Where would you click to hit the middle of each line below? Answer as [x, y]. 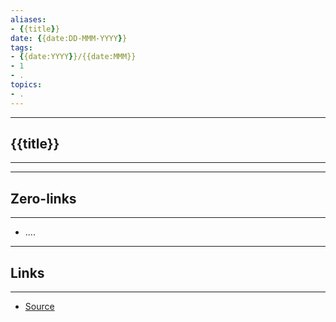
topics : [26, 85]
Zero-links [43, 198]
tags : [21, 47]
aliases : [28, 19]
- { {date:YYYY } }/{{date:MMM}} [73, 57]
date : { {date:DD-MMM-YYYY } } [69, 38]
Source [39, 307]
